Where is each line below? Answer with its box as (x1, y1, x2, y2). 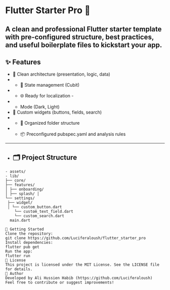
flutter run (5, 253, 30, 259)
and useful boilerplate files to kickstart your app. (5, 41, 162, 49)
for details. (5, 267, 33, 272)
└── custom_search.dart (14, 213, 65, 219)
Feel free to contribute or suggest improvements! (5, 280, 114, 285)
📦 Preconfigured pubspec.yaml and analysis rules (20, 131, 126, 137)
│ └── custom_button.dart (7, 205, 62, 210)
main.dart (10, 218, 30, 223)
